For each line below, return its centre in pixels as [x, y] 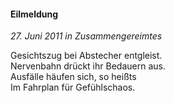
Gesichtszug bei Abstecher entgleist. [86, 56]
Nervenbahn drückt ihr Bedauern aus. [88, 66]
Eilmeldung [34, 14]
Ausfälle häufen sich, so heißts [73, 77]
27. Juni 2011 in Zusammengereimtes [86, 36]
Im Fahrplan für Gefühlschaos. [73, 87]
